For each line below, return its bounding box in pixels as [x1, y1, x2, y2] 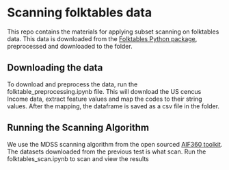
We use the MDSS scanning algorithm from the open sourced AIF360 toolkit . [7, 140, 223, 148]
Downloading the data [7, 62, 103, 73]
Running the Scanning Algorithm [7, 122, 149, 134]
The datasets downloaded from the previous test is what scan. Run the [7, 147, 206, 156]
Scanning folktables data [7, 5, 152, 21]
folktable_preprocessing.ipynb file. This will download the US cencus [7, 87, 202, 95]
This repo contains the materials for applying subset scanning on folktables [7, 27, 219, 36]
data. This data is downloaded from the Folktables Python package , [7, 34, 198, 42]
